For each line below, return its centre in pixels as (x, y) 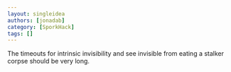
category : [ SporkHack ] (41, 27)
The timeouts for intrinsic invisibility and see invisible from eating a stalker (116, 54)
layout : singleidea (36, 14)
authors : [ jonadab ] (36, 20)
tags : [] (20, 34)
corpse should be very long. (49, 61)
